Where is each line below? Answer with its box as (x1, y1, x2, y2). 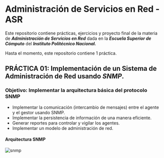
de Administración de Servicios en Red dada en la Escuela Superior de (5, 35, 151, 41)
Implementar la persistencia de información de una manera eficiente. (12, 115, 152, 121)
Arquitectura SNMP (5, 136, 46, 142)
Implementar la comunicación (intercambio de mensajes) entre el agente (12, 104, 159, 110)
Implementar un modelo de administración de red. (12, 125, 113, 131)
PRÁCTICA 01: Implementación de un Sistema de (5, 64, 157, 73)
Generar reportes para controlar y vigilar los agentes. (12, 120, 120, 126)
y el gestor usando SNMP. (12, 109, 65, 115)
